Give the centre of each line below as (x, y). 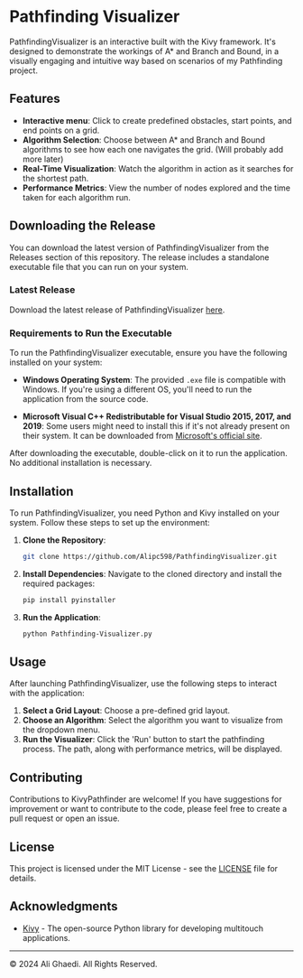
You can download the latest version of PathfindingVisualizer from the (139, 247)
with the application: (47, 694)
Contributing (46, 777)
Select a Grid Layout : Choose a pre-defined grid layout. (126, 711)
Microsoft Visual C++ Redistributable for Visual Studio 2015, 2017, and (156, 416)
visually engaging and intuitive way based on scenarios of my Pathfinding (146, 61)
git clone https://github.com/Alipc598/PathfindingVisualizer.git (150, 556)
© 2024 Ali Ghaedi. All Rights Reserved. (83, 964)
